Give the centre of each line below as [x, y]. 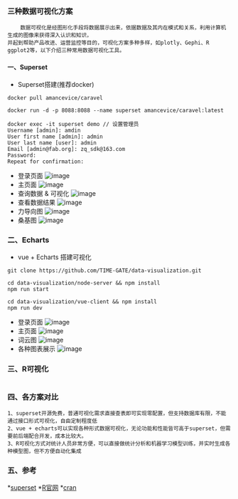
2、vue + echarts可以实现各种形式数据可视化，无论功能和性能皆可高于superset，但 [117, 429]
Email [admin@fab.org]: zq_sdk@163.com [66, 149]
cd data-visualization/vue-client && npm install [82, 301]
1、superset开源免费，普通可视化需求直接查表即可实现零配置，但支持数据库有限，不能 [117, 414]
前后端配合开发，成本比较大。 [50, 436]
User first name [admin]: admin [55, 137]
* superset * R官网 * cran [42, 487]
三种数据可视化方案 [40, 11]
